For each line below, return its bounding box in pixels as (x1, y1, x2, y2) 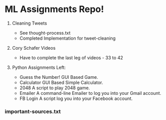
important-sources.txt (5, 108, 61, 115)
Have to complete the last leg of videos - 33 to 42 (19, 54, 123, 61)
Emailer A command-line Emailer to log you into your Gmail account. (19, 90, 161, 96)
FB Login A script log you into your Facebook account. (19, 95, 133, 101)
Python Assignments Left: (12, 64, 66, 70)
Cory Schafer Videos (12, 45, 56, 51)
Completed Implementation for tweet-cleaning (19, 35, 116, 41)
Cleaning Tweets (12, 20, 47, 26)
